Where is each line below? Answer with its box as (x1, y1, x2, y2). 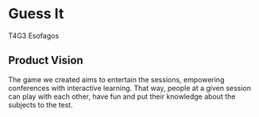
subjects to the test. (8, 100, 73, 109)
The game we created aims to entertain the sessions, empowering (8, 74, 225, 84)
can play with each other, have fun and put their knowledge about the (8, 92, 236, 101)
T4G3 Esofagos (8, 31, 60, 40)
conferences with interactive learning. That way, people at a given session (8, 83, 252, 92)
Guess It (8, 5, 64, 23)
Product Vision (8, 54, 83, 67)
